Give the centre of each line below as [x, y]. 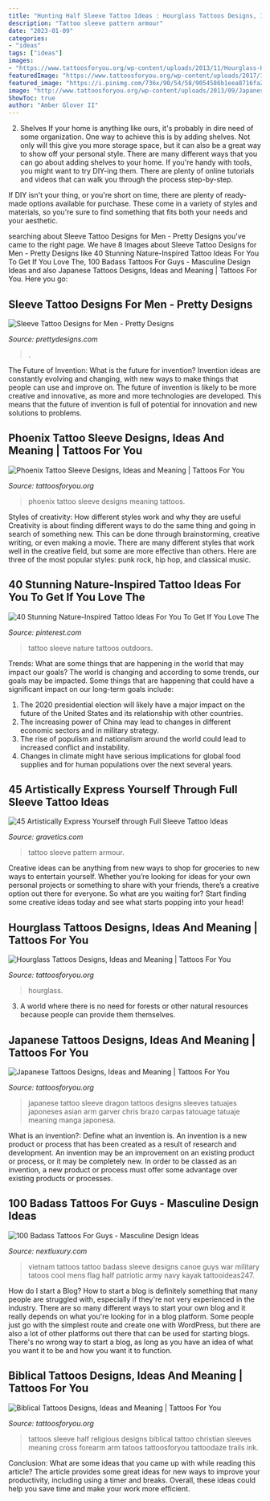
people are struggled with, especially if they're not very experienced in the [132, 1299]
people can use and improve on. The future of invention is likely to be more [133, 387]
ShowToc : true [32, 98]
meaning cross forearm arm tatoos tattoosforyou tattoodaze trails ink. [143, 1447]
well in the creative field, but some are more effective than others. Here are [133, 550]
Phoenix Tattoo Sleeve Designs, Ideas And [117, 438]
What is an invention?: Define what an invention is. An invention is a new [128, 1135]
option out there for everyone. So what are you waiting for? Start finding [127, 894]
